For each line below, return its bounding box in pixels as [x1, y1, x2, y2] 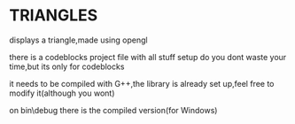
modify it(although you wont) [9, 88, 115, 98]
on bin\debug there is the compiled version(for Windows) [9, 105, 218, 115]
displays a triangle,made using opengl [9, 35, 148, 45]
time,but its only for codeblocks [9, 61, 125, 72]
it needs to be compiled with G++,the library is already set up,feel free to [9, 78, 275, 89]
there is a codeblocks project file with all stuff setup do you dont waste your [9, 51, 287, 62]
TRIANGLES [9, 5, 98, 26]
